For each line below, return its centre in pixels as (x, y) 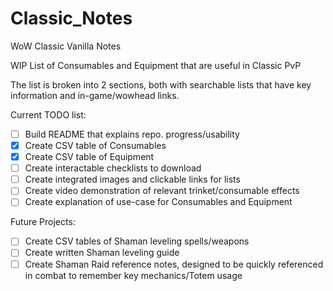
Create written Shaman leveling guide (102, 253)
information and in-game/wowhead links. (95, 95)
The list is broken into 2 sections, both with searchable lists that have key (161, 84)
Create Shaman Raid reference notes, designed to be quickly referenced (174, 264)
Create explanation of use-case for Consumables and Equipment (158, 202)
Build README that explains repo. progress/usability (132, 134)
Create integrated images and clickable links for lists (132, 179)
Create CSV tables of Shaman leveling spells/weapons (137, 241)
